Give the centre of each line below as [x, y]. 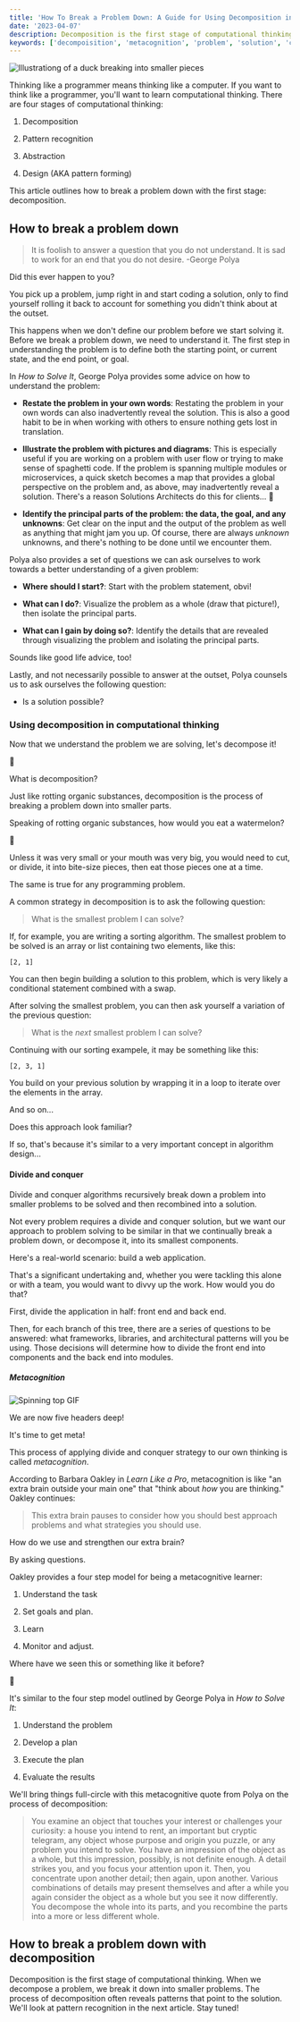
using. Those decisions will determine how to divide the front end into [137, 1348]
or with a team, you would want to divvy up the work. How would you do [142, 1284]
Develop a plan [50, 1742]
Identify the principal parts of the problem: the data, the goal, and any [154, 514]
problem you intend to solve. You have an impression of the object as [158, 1849]
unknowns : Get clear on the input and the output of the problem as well [154, 523]
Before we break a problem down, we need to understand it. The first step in [150, 340]
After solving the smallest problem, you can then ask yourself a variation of [147, 1006]
